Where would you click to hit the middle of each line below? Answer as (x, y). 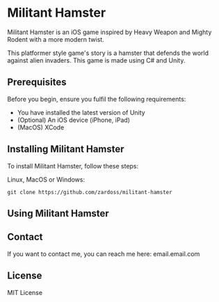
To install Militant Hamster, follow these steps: (73, 166)
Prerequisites (37, 82)
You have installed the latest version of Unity (81, 112)
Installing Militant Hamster (66, 149)
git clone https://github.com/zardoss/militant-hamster (90, 192)
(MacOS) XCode (41, 127)
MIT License (25, 292)
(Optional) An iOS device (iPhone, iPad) (74, 120)
